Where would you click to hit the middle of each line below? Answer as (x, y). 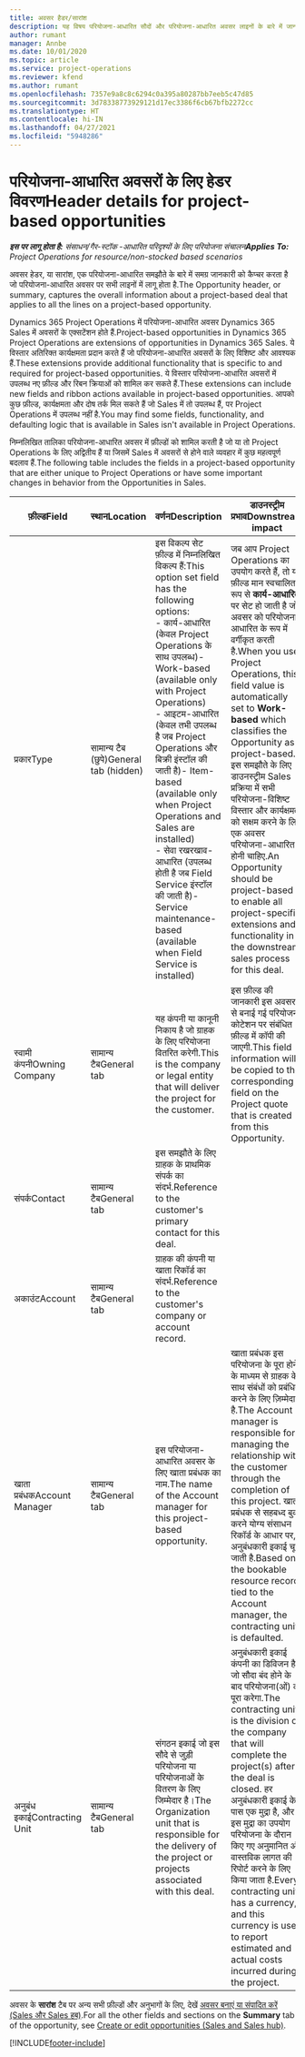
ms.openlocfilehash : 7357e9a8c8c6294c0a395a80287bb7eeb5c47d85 (132, 94)
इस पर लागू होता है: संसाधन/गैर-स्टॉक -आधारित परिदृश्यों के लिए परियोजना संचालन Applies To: (149, 246)
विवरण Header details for (97, 202)
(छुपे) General (116, 759)
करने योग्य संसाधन (261, 1524)
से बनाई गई (249, 1013)
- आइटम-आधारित (187, 714)
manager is (255, 1421)
